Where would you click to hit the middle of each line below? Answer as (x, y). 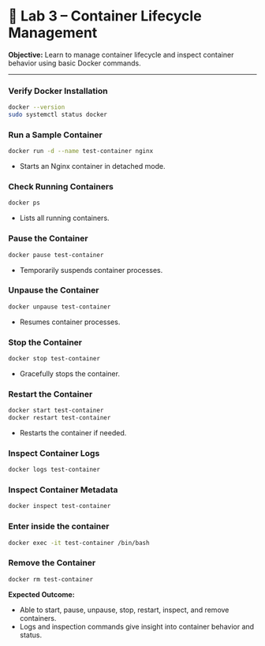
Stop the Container (45, 342)
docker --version (37, 107)
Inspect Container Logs (54, 453)
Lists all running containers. (64, 218)
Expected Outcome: (41, 594)
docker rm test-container (50, 579)
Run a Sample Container (55, 135)
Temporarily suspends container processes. (91, 270)
